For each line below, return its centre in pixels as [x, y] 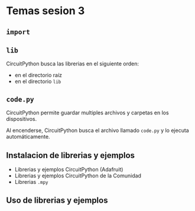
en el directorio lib [38, 81]
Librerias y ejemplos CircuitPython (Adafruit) [69, 170]
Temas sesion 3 [45, 11]
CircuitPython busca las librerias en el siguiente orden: [73, 64]
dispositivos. [22, 119]
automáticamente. [28, 137]
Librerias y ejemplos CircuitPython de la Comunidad [78, 176]
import [18, 32]
